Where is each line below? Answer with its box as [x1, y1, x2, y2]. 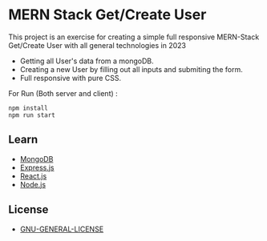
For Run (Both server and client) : [8, 88, 118, 98]
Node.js [19, 179, 47, 189]
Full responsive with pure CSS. [19, 73, 122, 82]
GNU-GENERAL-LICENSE [19, 224, 104, 234]
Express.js [19, 163, 55, 172]
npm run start [8, 110, 56, 119]
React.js [19, 171, 47, 181]
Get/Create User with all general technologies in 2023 [8, 40, 187, 50]
